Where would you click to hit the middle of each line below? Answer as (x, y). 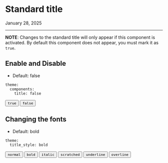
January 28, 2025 (23, 23)
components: (22, 89)
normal (14, 155)
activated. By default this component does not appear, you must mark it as (82, 42)
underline (95, 155)
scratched (70, 155)
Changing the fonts (36, 119)
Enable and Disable (36, 64)
